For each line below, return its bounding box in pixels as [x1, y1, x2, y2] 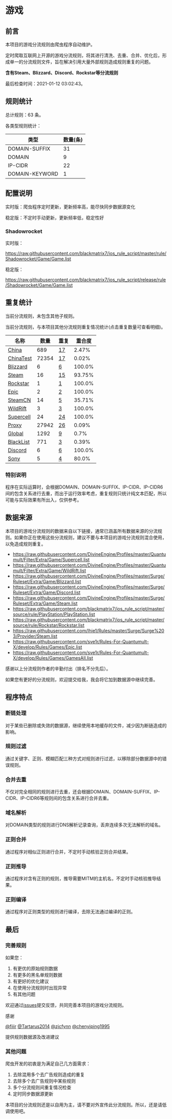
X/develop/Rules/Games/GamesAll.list [12, 655, 93, 661]
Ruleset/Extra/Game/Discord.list [12, 589, 81, 595]
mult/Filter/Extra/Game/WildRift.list [12, 567, 86, 573]
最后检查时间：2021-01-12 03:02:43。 [5, 81, 85, 86]
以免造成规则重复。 [5, 540, 46, 547]
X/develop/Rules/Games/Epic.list [12, 644, 82, 650]
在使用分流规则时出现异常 [12, 985, 67, 990]
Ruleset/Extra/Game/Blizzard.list [12, 578, 81, 584]
